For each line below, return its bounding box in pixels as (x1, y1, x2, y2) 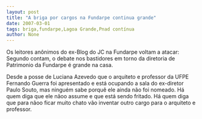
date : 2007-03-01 (6, 20, 50, 26)
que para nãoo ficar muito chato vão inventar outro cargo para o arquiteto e (6, 99, 196, 107)
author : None (6, 32, 40, 38)
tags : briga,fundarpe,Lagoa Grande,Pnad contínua (6, 26, 135, 32)
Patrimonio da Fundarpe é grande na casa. (6, 62, 114, 69)
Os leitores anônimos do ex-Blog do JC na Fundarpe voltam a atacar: (6, 48, 179, 56)
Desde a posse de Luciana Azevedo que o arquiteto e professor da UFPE (6, 73, 189, 81)
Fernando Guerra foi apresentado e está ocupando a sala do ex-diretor (6, 80, 184, 87)
